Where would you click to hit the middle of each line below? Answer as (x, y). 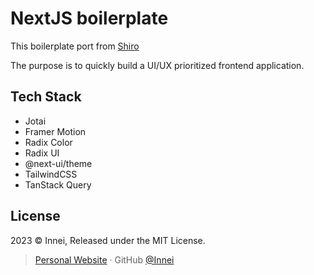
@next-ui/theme (58, 163)
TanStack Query (58, 184)
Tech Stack (46, 97)
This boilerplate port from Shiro (75, 46)
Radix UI (42, 153)
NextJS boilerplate (89, 18)
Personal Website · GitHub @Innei (104, 259)
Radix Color (48, 142)
